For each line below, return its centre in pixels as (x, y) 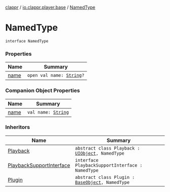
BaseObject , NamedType (102, 182)
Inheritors (18, 127)
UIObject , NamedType (100, 153)
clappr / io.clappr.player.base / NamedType (50, 7)
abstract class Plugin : (105, 177)
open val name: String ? (56, 76)
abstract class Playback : (108, 148)
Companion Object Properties (42, 90)
